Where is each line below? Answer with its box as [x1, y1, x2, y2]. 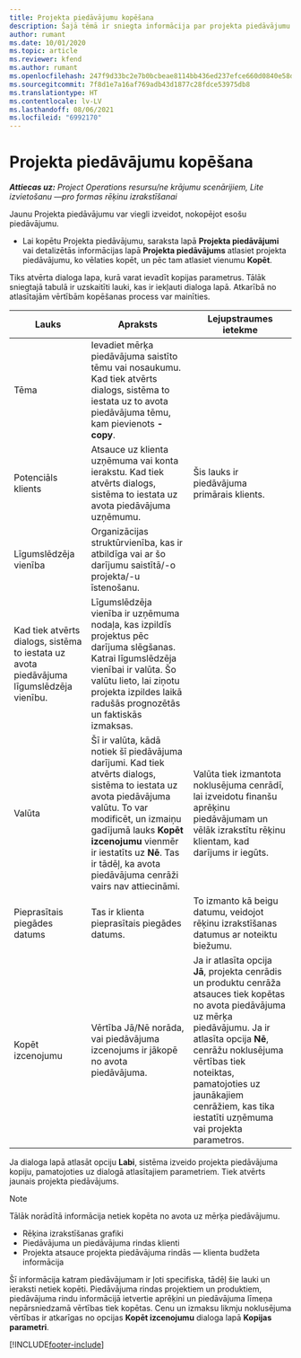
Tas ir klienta [90, 906, 145, 919]
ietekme [222, 324, 258, 337]
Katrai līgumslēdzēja [90, 652, 177, 665]
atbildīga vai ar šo [90, 548, 166, 560]
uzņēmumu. [90, 511, 142, 524]
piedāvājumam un [193, 813, 269, 825]
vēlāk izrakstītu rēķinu [193, 824, 286, 836]
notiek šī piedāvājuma [90, 745, 183, 758]
